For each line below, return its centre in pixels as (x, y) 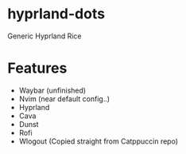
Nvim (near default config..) (64, 99)
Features (37, 68)
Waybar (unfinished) (52, 90)
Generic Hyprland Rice (45, 36)
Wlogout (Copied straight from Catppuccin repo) (99, 141)
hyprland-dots (56, 14)
